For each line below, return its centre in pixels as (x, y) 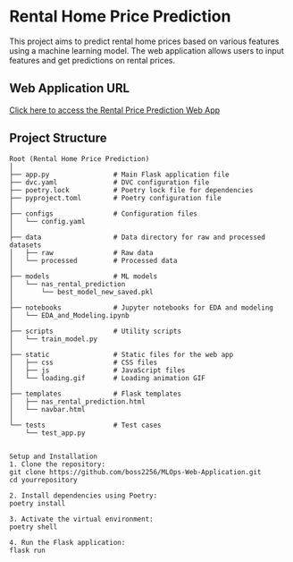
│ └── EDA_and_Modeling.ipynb (69, 315)
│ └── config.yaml (48, 221)
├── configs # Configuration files (104, 213)
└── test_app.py (56, 433)
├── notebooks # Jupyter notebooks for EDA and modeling (142, 307)
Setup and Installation (54, 456)
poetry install (38, 503)
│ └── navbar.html (48, 409)
